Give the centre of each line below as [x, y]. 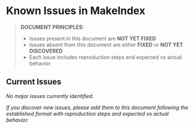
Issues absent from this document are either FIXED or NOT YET [106, 45]
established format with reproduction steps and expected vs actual [87, 113]
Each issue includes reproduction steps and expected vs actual [105, 57]
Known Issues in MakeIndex [76, 11]
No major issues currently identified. [50, 96]
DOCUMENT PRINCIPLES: [52, 27]
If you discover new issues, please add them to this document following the [97, 107]
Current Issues [34, 82]
